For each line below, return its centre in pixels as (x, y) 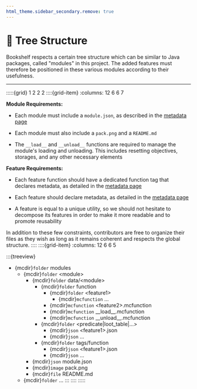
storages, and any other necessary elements (69, 157)
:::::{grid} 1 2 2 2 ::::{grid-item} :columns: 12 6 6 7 (65, 92)
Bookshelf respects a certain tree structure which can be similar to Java (93, 57)
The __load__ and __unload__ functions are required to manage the (95, 144)
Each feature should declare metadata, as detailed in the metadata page (102, 197)
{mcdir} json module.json (62, 361)
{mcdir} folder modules (43, 267)
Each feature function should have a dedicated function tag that (91, 179)
